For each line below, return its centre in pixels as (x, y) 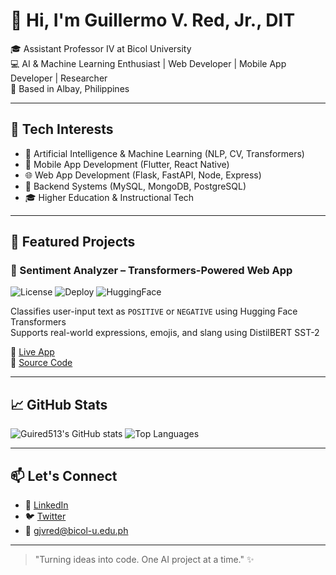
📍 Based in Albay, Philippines (70, 88)
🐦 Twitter (45, 516)
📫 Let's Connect (64, 475)
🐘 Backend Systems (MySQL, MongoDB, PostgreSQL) (135, 186)
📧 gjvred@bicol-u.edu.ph (76, 531)
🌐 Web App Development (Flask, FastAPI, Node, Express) (143, 175)
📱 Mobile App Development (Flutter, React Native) (127, 164)
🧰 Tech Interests (62, 129)
